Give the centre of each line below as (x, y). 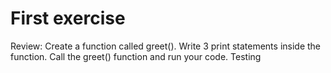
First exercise (68, 18)
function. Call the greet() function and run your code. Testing (136, 56)
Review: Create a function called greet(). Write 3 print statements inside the (166, 46)
